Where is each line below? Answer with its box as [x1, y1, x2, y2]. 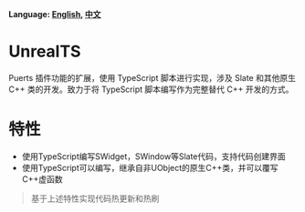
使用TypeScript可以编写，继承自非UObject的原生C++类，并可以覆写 [21, 162, 279, 173]
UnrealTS [8, 41, 81, 62]
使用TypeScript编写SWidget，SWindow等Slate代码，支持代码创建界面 [21, 150, 287, 162]
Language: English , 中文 [8, 9, 101, 19]
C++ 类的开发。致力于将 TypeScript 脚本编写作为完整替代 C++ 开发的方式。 [8, 84, 294, 95]
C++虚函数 [21, 173, 63, 185]
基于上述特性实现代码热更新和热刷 [30, 193, 160, 204]
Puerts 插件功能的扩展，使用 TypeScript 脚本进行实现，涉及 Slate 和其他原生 [8, 72, 296, 83]
